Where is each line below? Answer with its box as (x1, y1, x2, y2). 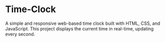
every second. (5, 31, 35, 37)
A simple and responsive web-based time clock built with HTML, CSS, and (5, 20, 160, 26)
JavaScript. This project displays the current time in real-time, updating (5, 25, 154, 31)
